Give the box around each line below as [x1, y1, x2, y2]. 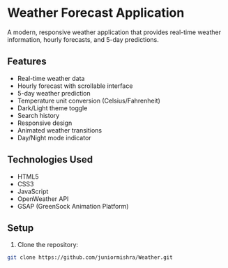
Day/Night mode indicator [17, 133, 92, 142]
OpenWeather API [17, 194, 69, 203]
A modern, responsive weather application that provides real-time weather [7, 28, 222, 36]
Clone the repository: [17, 241, 79, 249]
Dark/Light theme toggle [17, 103, 88, 112]
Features [7, 56, 47, 68]
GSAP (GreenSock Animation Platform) [17, 202, 129, 210]
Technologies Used [7, 154, 93, 165]
